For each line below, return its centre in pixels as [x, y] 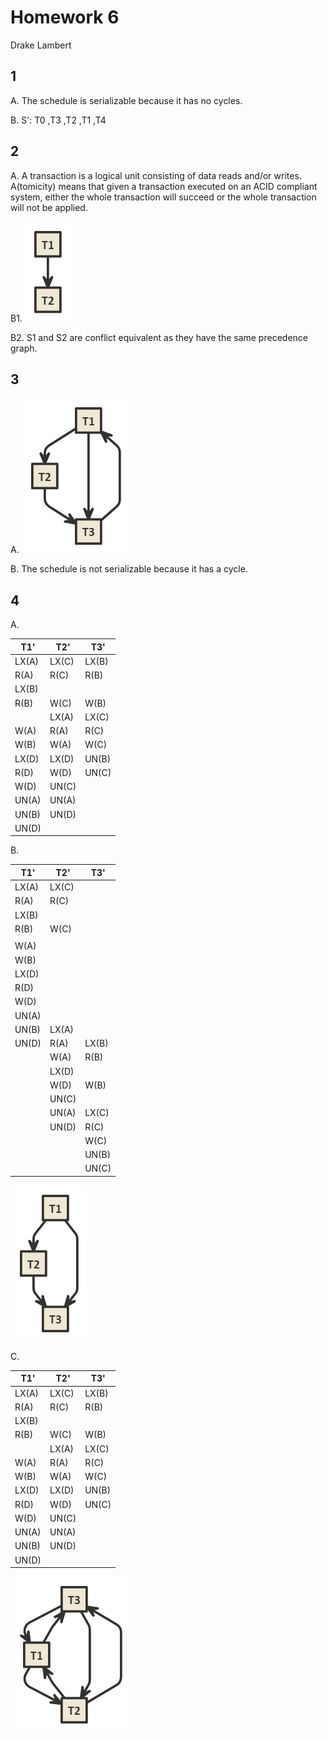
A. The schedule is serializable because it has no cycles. [126, 100]
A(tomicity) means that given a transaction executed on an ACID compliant [164, 186]
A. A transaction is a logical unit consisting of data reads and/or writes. [156, 175]
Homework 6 [65, 17]
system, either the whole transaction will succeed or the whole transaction [163, 197]
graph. [24, 348]
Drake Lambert [41, 45]
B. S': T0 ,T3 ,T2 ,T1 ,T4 [58, 120]
